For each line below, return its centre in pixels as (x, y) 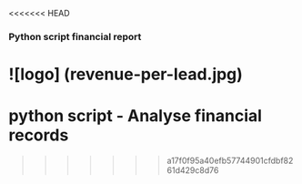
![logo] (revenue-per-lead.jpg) (126, 74)
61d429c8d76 (193, 170)
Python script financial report (75, 36)
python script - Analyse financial (136, 116)
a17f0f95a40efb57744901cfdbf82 (230, 161)
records (39, 135)
